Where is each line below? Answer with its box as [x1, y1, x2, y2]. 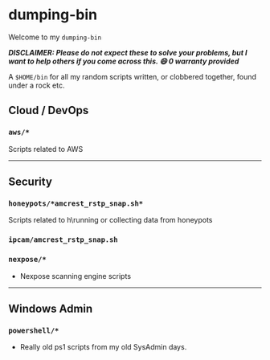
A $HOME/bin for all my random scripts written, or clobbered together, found [8, 72, 257, 81]
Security [8, 175, 52, 189]
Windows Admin [8, 301, 93, 315]
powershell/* [8, 325, 59, 335]
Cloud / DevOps [8, 104, 89, 117]
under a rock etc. [8, 80, 65, 90]
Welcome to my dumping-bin [8, 32, 102, 42]
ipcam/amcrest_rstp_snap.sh [8, 235, 118, 244]
